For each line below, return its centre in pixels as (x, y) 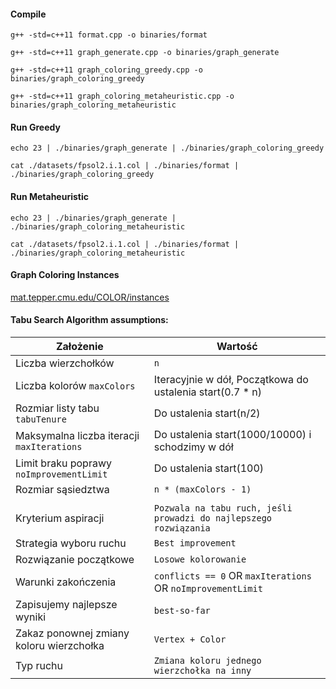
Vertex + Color (190, 639)
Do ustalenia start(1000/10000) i (232, 435)
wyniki (31, 617)
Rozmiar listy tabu (57, 408)
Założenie (79, 347)
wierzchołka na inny (202, 671)
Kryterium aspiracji (60, 518)
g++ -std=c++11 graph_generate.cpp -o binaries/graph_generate (145, 53)
